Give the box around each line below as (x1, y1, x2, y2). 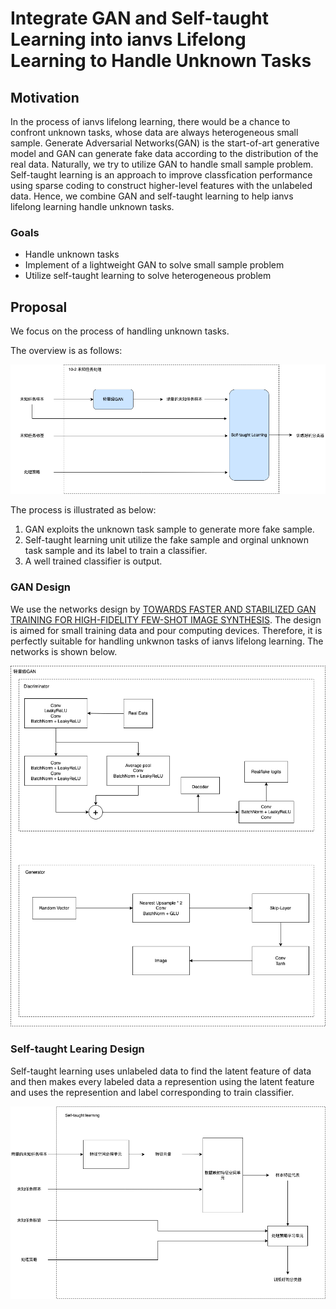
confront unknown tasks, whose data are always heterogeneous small (10, 127, 299, 138)
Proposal (10, 298, 68, 316)
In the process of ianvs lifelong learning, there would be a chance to (10, 116, 291, 127)
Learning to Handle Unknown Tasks (10, 50, 312, 72)
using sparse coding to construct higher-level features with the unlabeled (10, 180, 313, 191)
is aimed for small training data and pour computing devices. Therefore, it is (10, 624, 323, 636)
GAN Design (10, 580, 71, 594)
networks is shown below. (10, 645, 118, 657)
